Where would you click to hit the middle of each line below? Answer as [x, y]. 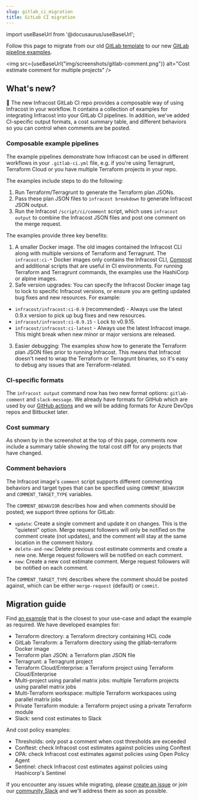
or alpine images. [36, 278]
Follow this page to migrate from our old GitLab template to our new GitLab [97, 46]
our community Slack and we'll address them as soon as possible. [87, 791]
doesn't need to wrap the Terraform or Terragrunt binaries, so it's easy [101, 358]
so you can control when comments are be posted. [68, 128]
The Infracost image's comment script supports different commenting [89, 481]
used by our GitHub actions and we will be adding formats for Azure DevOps [100, 406]
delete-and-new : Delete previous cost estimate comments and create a [101, 548]
